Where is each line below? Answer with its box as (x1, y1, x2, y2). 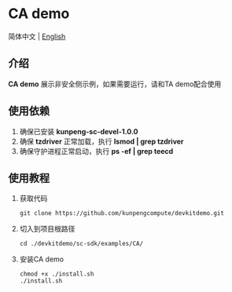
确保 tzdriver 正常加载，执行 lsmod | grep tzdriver (19, 137, 184, 146)
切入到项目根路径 (19, 224, 75, 234)
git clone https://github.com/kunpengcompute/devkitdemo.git (19, 210, 225, 217)
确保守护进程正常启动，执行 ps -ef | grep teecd (19, 146, 174, 155)
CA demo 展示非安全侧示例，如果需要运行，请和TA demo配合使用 (8, 79, 222, 89)
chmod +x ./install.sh (19, 270, 94, 279)
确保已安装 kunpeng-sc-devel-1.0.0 (19, 126, 138, 136)
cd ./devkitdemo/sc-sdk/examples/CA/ (19, 240, 144, 248)
